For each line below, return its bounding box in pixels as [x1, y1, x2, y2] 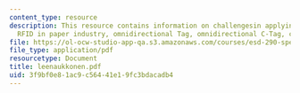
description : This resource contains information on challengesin [9, 21, 262, 30]
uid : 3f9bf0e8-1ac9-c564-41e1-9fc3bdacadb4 [9, 71, 174, 80]
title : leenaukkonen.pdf [9, 63, 102, 72]
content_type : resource [9, 12, 98, 22]
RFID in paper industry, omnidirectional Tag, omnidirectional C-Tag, [17, 29, 286, 38]
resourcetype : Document [9, 54, 98, 63]
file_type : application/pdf [9, 46, 114, 55]
